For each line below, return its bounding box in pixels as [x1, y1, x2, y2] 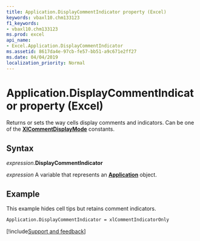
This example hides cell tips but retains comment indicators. [6, 205, 156, 212]
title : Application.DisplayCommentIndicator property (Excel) [6, 9, 167, 15]
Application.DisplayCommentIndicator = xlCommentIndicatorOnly [6, 217, 170, 223]
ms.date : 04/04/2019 [6, 54, 59, 60]
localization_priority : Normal [6, 60, 85, 66]
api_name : [6, 37, 32, 43]
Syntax [6, 143, 34, 153]
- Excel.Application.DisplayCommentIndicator [6, 43, 123, 49]
